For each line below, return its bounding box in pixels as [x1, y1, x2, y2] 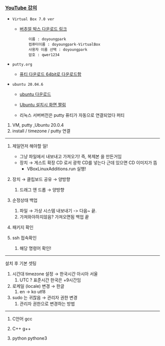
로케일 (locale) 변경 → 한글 [12, 283, 65, 289]
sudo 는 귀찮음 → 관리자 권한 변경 [12, 295, 78, 301]
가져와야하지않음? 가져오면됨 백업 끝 [19, 214, 89, 220]
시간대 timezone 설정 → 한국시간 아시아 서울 [12, 271, 98, 277]
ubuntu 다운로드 [19, 91, 52, 97]
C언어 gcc [12, 316, 33, 322]
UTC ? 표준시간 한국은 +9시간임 [19, 277, 81, 283]
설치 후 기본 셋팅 [5, 260, 37, 267]
